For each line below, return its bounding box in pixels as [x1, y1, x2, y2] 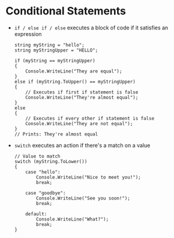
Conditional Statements [5, 4, 127, 18]
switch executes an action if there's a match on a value [14, 141, 151, 149]
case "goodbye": [25, 190, 66, 196]
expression [14, 30, 42, 37]
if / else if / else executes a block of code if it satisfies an [14, 24, 169, 31]
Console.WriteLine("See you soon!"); [36, 195, 130, 201]
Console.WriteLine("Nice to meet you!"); [36, 174, 142, 180]
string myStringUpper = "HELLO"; [14, 47, 98, 53]
